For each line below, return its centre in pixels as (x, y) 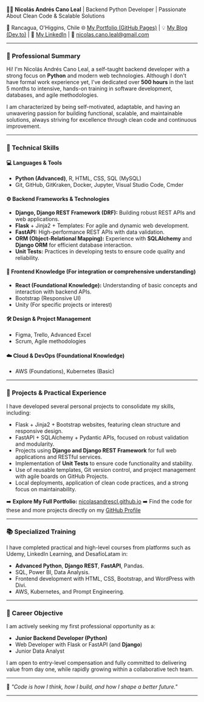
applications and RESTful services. (59, 457)
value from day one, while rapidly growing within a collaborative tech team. (100, 669)
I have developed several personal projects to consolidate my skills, (91, 406)
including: (19, 412)
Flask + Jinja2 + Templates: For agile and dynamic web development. (102, 225)
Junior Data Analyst (40, 651)
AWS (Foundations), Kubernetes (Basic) (65, 371)
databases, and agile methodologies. (53, 95)
